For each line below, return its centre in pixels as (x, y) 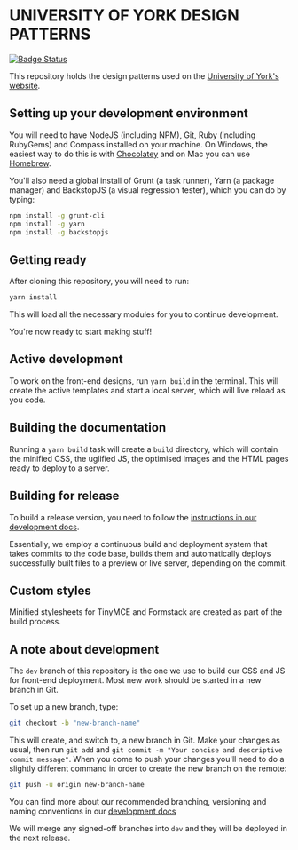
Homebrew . (30, 163)
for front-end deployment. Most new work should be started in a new (135, 680)
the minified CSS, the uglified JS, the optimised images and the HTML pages (149, 458)
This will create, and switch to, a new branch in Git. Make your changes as (145, 740)
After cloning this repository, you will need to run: (99, 282)
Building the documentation (88, 428)
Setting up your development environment (129, 113)
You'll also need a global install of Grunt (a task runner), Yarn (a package (142, 180)
